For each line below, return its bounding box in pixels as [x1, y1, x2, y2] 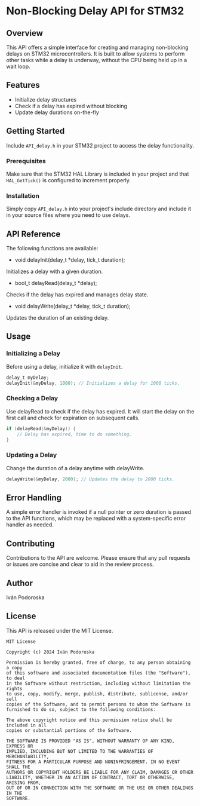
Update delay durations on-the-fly [14, 109, 100, 116]
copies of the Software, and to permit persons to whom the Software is [6, 701, 191, 707]
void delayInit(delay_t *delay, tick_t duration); [14, 256, 125, 263]
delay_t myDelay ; [6, 375, 50, 381]
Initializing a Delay [6, 350, 61, 358]
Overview [6, 28, 44, 38]
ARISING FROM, [6, 780, 42, 786]
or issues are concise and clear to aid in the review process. [6, 560, 154, 568]
